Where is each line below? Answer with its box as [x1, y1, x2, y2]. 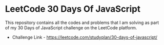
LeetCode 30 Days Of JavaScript [5, 3, 141, 15]
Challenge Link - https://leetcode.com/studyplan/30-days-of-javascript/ [12, 34, 158, 40]
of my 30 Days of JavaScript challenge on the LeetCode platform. [5, 24, 138, 30]
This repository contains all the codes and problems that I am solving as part [5, 20, 159, 25]
